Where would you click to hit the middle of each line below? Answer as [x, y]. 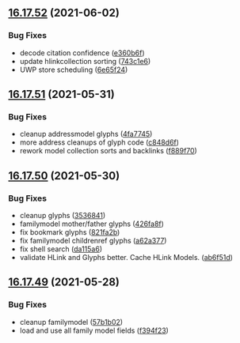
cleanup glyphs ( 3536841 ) [63, 216]
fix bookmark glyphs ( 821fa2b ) [70, 232]
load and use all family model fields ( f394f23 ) [94, 330]
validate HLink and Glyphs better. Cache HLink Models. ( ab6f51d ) [126, 258]
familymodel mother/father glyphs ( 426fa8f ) [92, 224]
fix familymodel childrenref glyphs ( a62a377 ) [93, 241]
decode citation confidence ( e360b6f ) [82, 53]
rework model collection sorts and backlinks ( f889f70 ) [109, 151]
